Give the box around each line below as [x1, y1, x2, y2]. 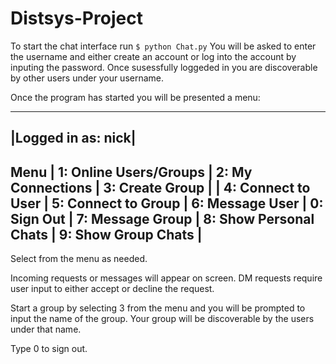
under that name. [10, 323, 82, 336]
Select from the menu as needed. [10, 253, 148, 265]
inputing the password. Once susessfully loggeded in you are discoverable [10, 61, 318, 73]
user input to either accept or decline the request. [10, 283, 215, 295]
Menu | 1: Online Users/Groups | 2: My [10, 163, 253, 181]
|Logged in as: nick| [10, 130, 137, 147]
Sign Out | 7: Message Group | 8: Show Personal [10, 210, 315, 227]
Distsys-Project [10, 7, 143, 30]
